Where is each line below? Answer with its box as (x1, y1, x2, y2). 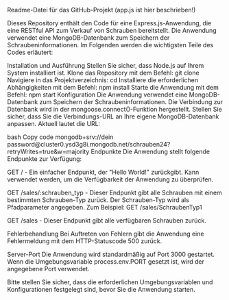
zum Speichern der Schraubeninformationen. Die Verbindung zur (39, 98, 224, 105)
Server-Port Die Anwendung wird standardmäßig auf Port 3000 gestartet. (7, 250, 215, 258)
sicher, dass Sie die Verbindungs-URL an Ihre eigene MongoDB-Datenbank (7, 112, 219, 121)
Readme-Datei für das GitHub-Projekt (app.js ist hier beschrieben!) (7, 6, 196, 14)
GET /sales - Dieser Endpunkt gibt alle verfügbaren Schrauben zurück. (7, 216, 207, 225)
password (7, 140, 36, 148)
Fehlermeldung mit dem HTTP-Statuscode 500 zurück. (7, 237, 162, 245)
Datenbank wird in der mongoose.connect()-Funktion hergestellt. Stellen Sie (7, 105, 223, 113)
